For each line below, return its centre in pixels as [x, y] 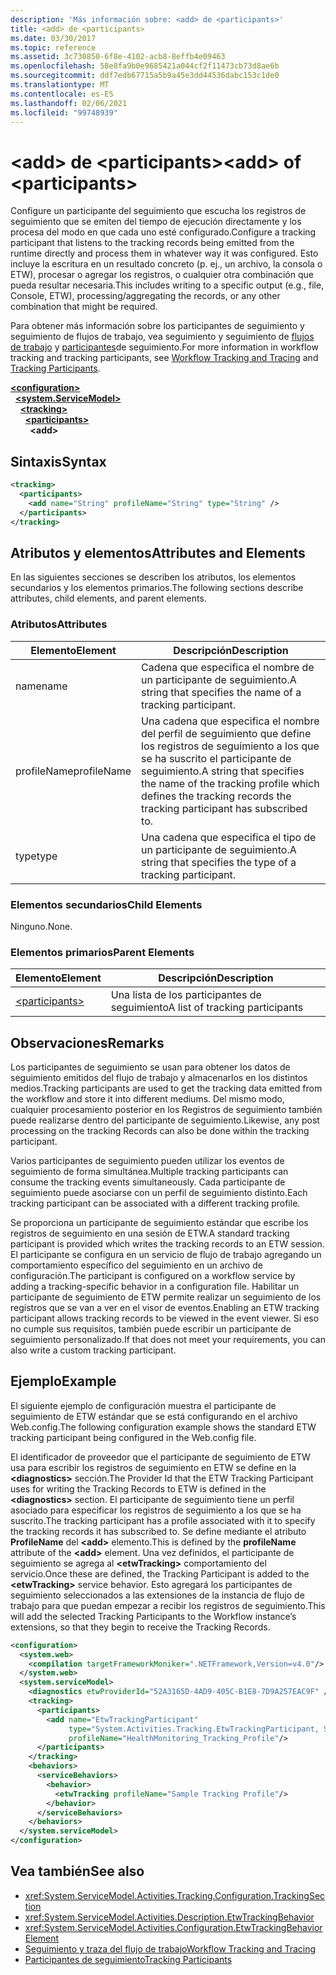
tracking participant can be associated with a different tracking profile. [155, 1203]
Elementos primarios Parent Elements [102, 952]
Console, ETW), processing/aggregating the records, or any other [145, 296]
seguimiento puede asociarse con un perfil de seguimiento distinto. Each [159, 1193]
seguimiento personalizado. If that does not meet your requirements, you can [168, 1340]
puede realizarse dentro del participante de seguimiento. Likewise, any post [165, 1120]
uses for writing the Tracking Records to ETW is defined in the [138, 1488]
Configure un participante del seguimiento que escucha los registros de [158, 211]
